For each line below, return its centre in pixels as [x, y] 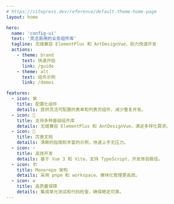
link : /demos [38, 83]
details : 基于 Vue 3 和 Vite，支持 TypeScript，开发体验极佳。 [90, 159]
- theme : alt [33, 71]
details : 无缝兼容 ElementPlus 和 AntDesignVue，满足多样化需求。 [94, 126]
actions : [22, 50]
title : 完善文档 [35, 137]
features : [18, 93]
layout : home [22, 17]
